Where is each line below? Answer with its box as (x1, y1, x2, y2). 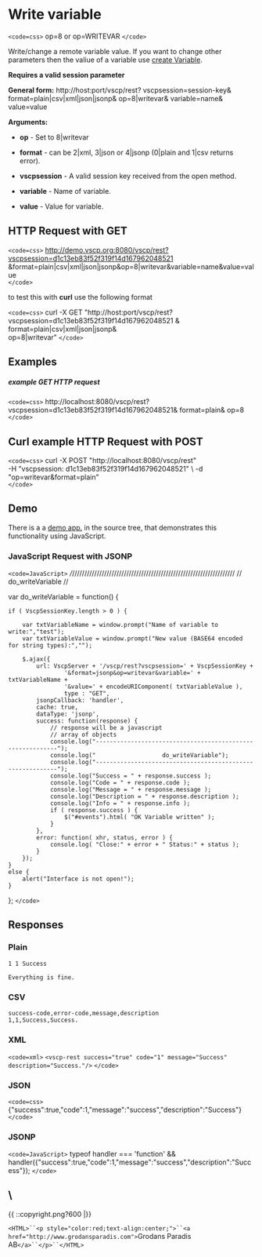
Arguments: (8, 117, 48, 126)
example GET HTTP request (8, 377, 100, 386)
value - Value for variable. (19, 202, 104, 211)
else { (8, 869, 30, 876)
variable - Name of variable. (19, 186, 111, 195)
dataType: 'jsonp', (36, 710, 100, 719)
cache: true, (36, 704, 79, 712)
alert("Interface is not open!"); (22, 875, 135, 884)
